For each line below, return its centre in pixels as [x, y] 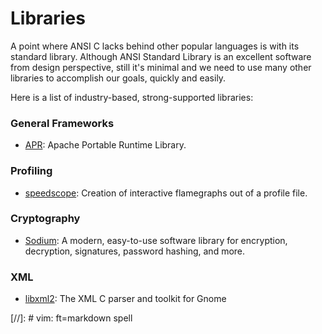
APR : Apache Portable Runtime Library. [105, 145]
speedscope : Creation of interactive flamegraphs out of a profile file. [166, 193]
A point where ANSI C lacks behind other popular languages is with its [155, 46]
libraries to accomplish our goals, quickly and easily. [118, 78]
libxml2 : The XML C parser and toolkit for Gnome [125, 299]
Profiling [31, 171]
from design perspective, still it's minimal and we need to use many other [161, 67]
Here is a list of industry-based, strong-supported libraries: [132, 97]
